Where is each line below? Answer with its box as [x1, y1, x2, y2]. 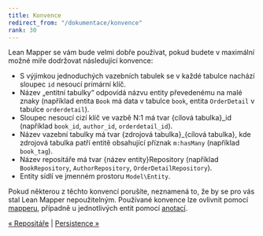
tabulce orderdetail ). [19, 105, 90, 114]
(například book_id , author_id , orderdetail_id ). [19, 121, 173, 131]
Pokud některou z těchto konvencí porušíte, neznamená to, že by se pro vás [8, 186, 255, 197]
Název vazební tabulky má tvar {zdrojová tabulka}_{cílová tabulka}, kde [19, 130, 251, 139]
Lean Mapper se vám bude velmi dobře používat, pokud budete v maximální [8, 48, 254, 57]
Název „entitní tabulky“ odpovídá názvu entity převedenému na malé [19, 88, 243, 98]
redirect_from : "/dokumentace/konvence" [8, 19, 143, 27]
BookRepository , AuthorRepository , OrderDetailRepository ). [19, 163, 213, 173]
